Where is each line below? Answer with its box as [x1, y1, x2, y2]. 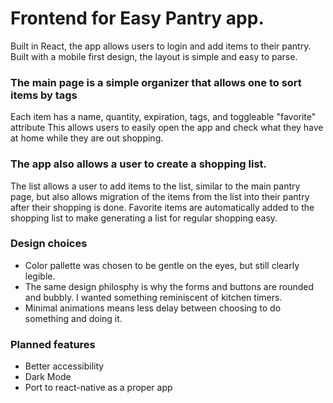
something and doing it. [24, 312, 123, 324]
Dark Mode [24, 371, 72, 383]
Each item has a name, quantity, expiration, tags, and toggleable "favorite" [10, 111, 317, 123]
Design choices [10, 237, 88, 251]
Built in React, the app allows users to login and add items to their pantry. [10, 40, 312, 52]
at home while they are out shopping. [10, 132, 164, 144]
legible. [24, 270, 56, 282]
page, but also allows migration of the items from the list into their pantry [10, 190, 310, 202]
